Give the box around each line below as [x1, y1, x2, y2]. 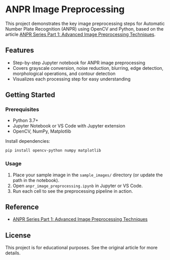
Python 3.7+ [12, 117, 39, 123]
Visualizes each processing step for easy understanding [12, 75, 131, 82]
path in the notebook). [12, 177, 60, 183]
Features [5, 46, 34, 55]
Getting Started [5, 91, 55, 99]
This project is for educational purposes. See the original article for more [5, 245, 158, 251]
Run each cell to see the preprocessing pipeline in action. [12, 188, 133, 194]
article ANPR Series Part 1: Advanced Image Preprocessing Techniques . [5, 31, 156, 37]
